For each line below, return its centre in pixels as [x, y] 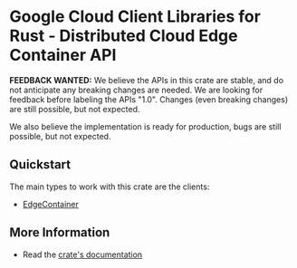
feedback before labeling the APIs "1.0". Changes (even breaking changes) [148, 99]
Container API [63, 55]
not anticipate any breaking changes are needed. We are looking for [136, 90]
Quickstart [40, 165]
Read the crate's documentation [82, 254]
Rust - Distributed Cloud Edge [124, 36]
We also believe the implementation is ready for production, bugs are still [145, 126]
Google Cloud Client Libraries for [135, 17]
